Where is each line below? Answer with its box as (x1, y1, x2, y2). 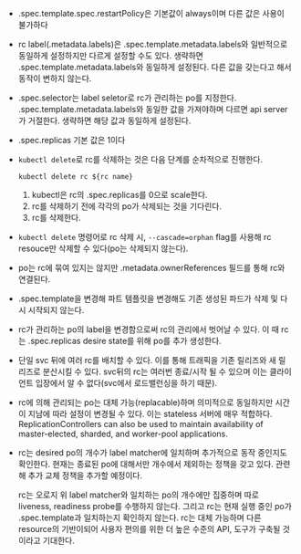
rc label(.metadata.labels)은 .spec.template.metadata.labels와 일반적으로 (17, 39, 288, 49)
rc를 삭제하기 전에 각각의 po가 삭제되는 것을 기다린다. (31, 201, 222, 212)
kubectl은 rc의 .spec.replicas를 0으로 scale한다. (31, 190, 208, 200)
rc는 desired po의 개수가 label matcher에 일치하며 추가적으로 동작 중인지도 (17, 447, 287, 458)
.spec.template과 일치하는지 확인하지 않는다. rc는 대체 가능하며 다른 (17, 512, 262, 523)
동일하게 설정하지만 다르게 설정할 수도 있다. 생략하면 (17, 50, 203, 61)
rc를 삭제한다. (31, 213, 82, 223)
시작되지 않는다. (27, 305, 85, 315)
